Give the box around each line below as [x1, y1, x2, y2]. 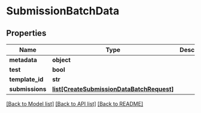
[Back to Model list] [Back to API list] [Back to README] [6, 100, 144, 107]
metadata [9, 56, 37, 64]
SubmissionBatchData [6, 4, 120, 18]
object [51, 56, 71, 64]
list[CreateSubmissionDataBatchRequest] [51, 85, 174, 93]
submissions [9, 85, 47, 93]
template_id [9, 75, 44, 83]
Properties [6, 28, 47, 38]
